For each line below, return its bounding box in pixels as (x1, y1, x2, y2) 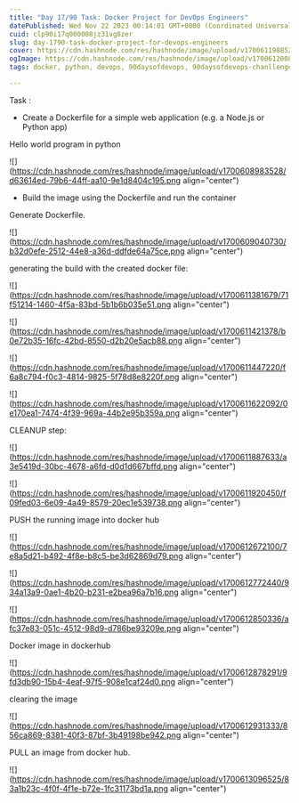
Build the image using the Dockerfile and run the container (21, 192, 237, 203)
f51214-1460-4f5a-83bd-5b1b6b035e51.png (9, 299, 172, 310)
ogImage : (9, 54, 42, 63)
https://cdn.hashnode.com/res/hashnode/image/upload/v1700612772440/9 (12, 577, 289, 588)
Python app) (21, 121, 69, 132)
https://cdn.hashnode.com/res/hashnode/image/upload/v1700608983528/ (12, 166, 287, 176)
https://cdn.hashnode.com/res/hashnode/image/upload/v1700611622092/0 (12, 398, 288, 409)
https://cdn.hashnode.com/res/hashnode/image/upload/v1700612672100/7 (12, 540, 287, 552)
